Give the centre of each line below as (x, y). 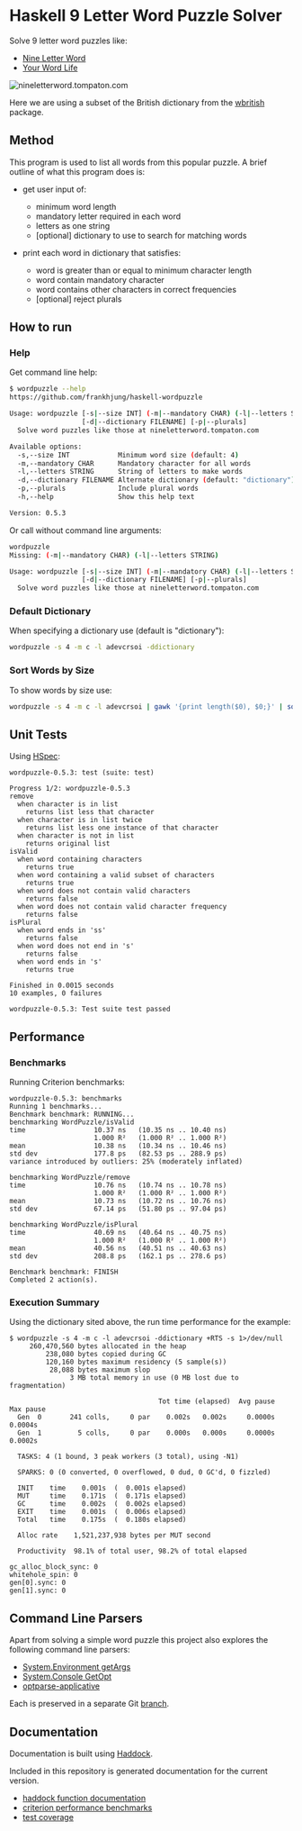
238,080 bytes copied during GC (106, 1355)
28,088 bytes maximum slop (100, 1370)
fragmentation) (38, 1386)
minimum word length (76, 206)
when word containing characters (80, 860)
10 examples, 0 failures (56, 993)
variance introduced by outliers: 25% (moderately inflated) (126, 1162)
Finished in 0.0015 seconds (62, 986)
